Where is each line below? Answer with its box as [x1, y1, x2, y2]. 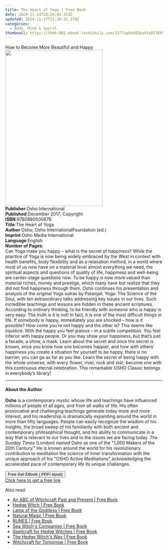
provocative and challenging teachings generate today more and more [5, 408, 150, 414]
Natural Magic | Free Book [12, 513, 66, 519]
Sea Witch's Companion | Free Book [12, 523, 87, 530]
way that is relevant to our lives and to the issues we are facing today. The [5, 435, 158, 441]
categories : [5, 21, 30, 26]
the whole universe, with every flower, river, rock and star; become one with [5, 360, 162, 365]
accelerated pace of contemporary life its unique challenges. [5, 461, 131, 467]
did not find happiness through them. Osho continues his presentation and [5, 285, 158, 291]
